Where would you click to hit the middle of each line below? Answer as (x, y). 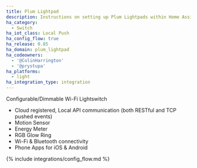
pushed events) (33, 116)
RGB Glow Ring (33, 135)
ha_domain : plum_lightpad (38, 50)
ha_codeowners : (25, 55)
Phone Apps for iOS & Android (51, 148)
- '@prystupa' (28, 66)
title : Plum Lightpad (33, 11)
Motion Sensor (32, 123)
